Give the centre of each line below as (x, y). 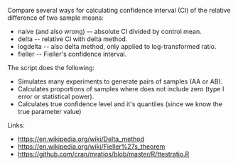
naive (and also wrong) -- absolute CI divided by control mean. (110, 32)
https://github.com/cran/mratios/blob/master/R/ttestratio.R (103, 154)
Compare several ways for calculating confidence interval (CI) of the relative (119, 10)
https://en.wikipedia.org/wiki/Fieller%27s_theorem (91, 147)
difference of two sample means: (56, 18)
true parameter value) (49, 112)
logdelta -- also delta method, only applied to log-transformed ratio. (117, 46)
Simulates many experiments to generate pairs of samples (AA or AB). (120, 81)
